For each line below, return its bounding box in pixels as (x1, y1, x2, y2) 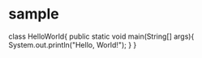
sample (8, 5, 59, 23)
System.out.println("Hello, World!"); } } (8, 39, 137, 49)
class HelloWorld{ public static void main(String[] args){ (8, 31, 195, 41)
